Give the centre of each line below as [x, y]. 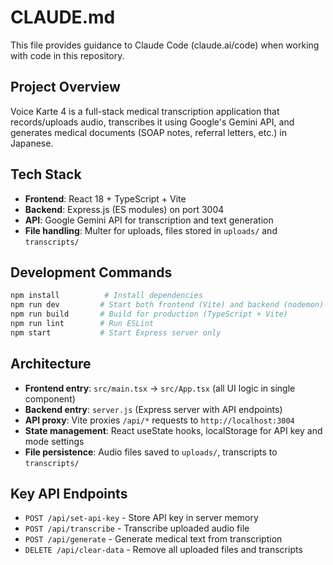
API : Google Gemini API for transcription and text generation [149, 220]
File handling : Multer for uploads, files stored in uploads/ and [151, 230]
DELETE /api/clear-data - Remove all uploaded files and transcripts [163, 550]
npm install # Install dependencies [106, 296]
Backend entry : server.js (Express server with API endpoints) [153, 409]
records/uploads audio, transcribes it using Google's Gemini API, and [152, 122]
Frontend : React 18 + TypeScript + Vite [105, 198]
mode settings [54, 441]
